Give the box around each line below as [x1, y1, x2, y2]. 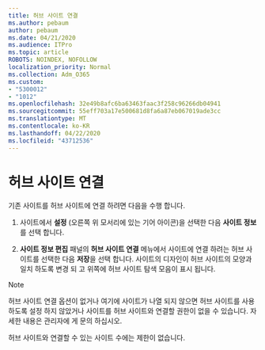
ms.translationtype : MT [8, 115, 87, 123]
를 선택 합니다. [19, 227, 65, 238]
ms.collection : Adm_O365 [8, 70, 90, 78]
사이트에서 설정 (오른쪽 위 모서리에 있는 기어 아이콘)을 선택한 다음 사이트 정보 [19, 218, 257, 227]
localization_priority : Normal [8, 63, 112, 71]
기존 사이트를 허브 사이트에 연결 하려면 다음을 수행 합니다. [8, 201, 186, 211]
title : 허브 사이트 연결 [8, 11, 79, 20]
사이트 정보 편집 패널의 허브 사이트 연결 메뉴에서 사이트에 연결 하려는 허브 [19, 245, 244, 254]
